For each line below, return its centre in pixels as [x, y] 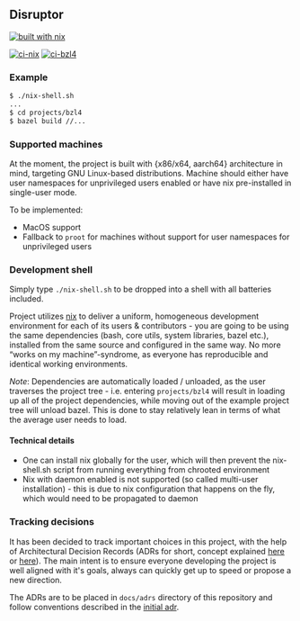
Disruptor [37, 15]
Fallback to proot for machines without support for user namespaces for [156, 237]
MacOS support [52, 227]
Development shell [51, 269]
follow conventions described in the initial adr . [94, 607]
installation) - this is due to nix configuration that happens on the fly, [149, 489]
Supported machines [56, 144]
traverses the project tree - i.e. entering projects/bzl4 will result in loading [147, 391]
